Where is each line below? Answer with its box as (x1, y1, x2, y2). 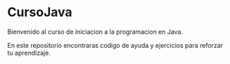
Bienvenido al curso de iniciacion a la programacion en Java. (7, 27, 184, 36)
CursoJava (7, 4, 72, 20)
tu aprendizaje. (7, 49, 51, 57)
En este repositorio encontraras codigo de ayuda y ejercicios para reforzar (7, 41, 224, 49)
